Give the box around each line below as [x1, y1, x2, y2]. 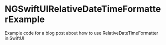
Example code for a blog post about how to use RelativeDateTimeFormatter [4, 30, 159, 36]
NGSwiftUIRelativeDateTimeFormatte [4, 3, 161, 15]
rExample [4, 14, 45, 25]
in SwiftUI [4, 35, 24, 41]
